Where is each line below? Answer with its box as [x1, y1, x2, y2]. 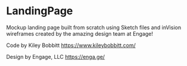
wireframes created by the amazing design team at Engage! [6, 30, 154, 37]
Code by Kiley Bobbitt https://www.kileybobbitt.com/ [6, 42, 136, 49]
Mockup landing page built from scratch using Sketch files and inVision [6, 24, 181, 31]
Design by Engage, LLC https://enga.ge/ [6, 53, 105, 60]
